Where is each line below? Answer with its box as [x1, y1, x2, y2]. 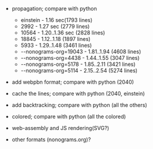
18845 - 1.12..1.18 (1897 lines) [20, 36, 91, 42]
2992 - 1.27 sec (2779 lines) [20, 23, 90, 30]
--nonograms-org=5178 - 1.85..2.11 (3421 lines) [20, 61, 136, 68]
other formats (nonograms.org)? [11, 136, 91, 143]
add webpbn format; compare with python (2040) [11, 78, 134, 85]
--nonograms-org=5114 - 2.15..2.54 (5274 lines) [20, 67, 138, 74]
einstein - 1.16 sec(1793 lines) [20, 17, 93, 23]
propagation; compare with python [11, 5, 97, 12]
